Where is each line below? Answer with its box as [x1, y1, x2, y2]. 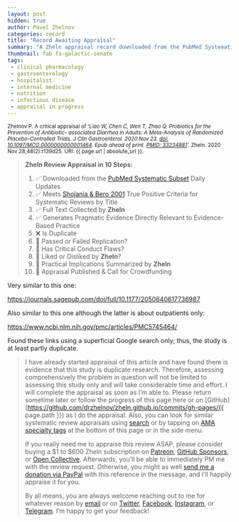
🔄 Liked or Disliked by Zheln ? [35, 252, 122, 260]
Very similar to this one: [7, 281, 77, 290]
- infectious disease [10, 97, 75, 104]
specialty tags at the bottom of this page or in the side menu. [24, 426, 204, 434]
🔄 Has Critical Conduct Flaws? [35, 244, 124, 253]
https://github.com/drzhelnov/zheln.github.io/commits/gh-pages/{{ [27, 403, 224, 411]
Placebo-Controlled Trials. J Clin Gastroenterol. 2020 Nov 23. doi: [7, 135, 169, 143]
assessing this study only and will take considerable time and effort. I [24, 380, 228, 389]
